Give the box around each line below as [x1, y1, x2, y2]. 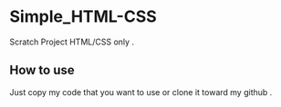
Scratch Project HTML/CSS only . [9, 36, 135, 47]
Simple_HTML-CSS [9, 6, 157, 27]
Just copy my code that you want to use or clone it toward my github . [9, 86, 273, 97]
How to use [9, 63, 75, 78]
